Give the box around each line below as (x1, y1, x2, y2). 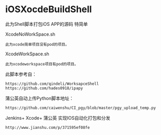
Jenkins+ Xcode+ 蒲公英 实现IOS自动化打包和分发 (5, 115, 111, 121)
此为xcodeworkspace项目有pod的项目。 (5, 61, 78, 66)
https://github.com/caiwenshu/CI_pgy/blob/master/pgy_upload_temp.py (5, 105, 156, 110)
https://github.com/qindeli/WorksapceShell (5, 81, 99, 86)
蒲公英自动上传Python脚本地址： (5, 95, 74, 101)
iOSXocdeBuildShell (5, 4, 92, 15)
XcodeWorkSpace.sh (5, 51, 49, 57)
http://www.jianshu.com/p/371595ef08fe (5, 125, 90, 130)
